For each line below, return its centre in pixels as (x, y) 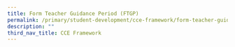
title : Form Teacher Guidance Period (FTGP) (73, 13)
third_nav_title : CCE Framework (54, 33)
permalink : (23, 20)
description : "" (31, 26)
